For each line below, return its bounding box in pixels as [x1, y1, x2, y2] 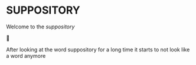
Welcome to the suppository [6, 23, 75, 30]
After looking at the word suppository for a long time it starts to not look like [6, 45, 190, 53]
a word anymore [6, 52, 46, 59]
